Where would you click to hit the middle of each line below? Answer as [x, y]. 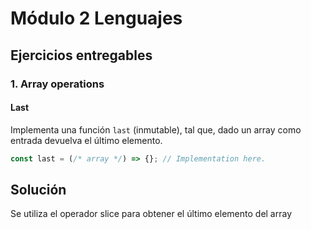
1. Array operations [57, 84]
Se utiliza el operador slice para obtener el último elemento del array [151, 214]
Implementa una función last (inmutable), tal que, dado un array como [156, 129]
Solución [38, 189]
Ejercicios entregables [81, 55]
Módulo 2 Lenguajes [96, 18]
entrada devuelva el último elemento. [86, 140]
